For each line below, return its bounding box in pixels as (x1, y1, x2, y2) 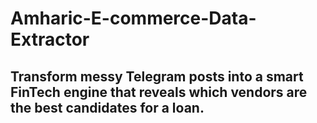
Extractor (10, 28, 90, 51)
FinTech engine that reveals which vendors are (10, 83, 308, 101)
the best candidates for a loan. (10, 99, 205, 116)
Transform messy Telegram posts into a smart (10, 68, 304, 85)
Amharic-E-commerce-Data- (10, 7, 257, 30)
